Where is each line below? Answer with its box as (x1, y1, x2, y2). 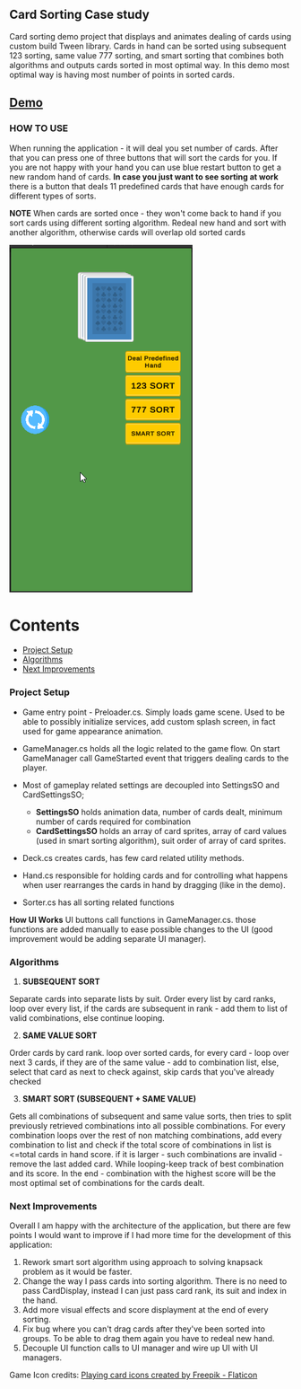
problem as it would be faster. (21, 1266, 133, 1278)
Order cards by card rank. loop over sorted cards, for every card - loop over (9, 1048, 289, 1059)
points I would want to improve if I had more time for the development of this (9, 1230, 292, 1241)
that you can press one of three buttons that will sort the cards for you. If (9, 152, 278, 163)
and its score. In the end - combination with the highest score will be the (9, 1168, 276, 1179)
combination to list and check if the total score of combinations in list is (9, 1139, 271, 1150)
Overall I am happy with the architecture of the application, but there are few (9, 1220, 291, 1231)
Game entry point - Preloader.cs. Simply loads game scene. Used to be (21, 707, 285, 717)
